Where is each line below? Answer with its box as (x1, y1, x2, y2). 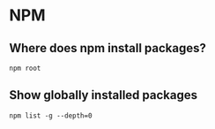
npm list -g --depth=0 (9, 111, 93, 120)
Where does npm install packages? (9, 41, 207, 56)
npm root (9, 64, 41, 72)
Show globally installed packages (9, 87, 198, 102)
